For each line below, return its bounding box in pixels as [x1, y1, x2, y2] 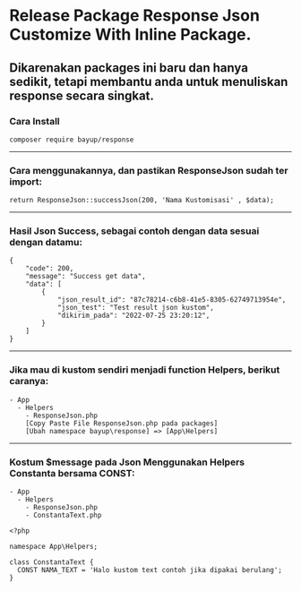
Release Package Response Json [9, 5, 260, 26]
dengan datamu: [9, 236, 83, 249]
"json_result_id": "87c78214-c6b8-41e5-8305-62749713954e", [56, 295, 287, 304]
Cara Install [9, 115, 60, 127]
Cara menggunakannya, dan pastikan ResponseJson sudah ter [9, 164, 288, 176]
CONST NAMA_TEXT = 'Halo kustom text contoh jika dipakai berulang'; [17, 566, 282, 575]
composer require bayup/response [9, 135, 134, 144]
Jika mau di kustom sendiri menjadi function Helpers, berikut [9, 364, 280, 376]
